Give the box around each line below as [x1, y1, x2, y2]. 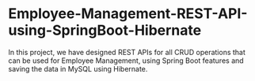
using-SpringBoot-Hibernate [8, 21, 202, 39]
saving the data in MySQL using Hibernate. [8, 64, 148, 73]
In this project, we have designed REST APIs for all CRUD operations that [8, 47, 245, 57]
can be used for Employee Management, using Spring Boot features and [8, 56, 244, 65]
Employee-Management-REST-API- [8, 5, 248, 23]
